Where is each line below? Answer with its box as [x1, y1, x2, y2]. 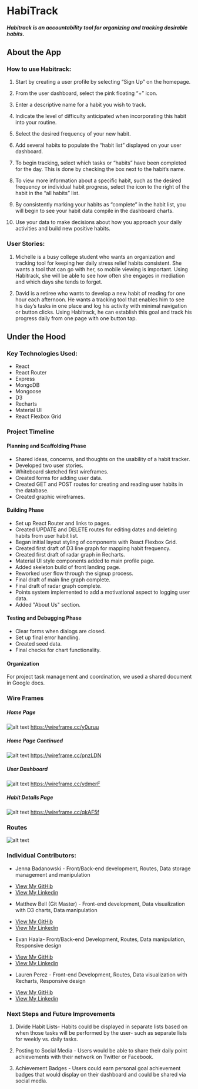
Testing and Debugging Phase [6, 614, 82, 621]
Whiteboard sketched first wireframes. [15, 468, 109, 475]
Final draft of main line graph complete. [15, 576, 111, 583]
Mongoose [15, 388, 42, 395]
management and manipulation [15, 871, 90, 878]
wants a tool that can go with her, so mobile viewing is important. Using [15, 265, 189, 272]
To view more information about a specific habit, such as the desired [15, 177, 182, 184]
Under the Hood [6, 332, 66, 342]
